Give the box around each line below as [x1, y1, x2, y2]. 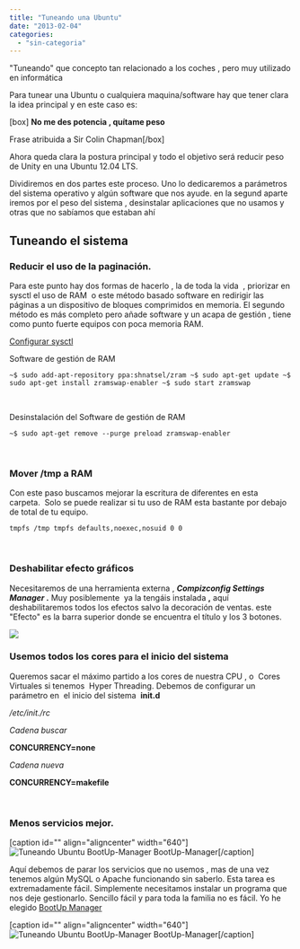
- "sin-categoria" [17, 38, 87, 48]
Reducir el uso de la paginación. [9, 259, 152, 272]
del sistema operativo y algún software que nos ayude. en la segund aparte [9, 188, 288, 198]
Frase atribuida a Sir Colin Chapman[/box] [9, 134, 165, 145]
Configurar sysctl [9, 336, 74, 347]
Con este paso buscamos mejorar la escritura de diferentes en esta [9, 488, 259, 498]
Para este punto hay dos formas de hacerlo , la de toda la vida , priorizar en [9, 280, 290, 291]
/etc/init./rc [9, 707, 51, 718]
